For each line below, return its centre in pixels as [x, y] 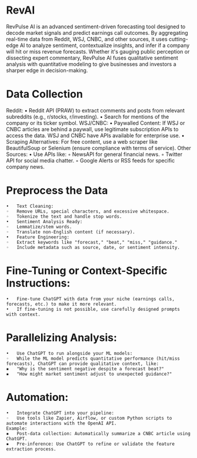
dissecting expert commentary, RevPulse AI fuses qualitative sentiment [92, 58]
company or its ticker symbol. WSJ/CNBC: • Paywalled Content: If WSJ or [96, 123]
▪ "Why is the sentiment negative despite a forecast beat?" [85, 369]
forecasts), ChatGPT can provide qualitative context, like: [83, 364]
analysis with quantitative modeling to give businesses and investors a [91, 64]
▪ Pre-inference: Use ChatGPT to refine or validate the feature [91, 444]
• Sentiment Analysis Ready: [44, 221]
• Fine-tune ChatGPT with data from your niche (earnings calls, [91, 299]
